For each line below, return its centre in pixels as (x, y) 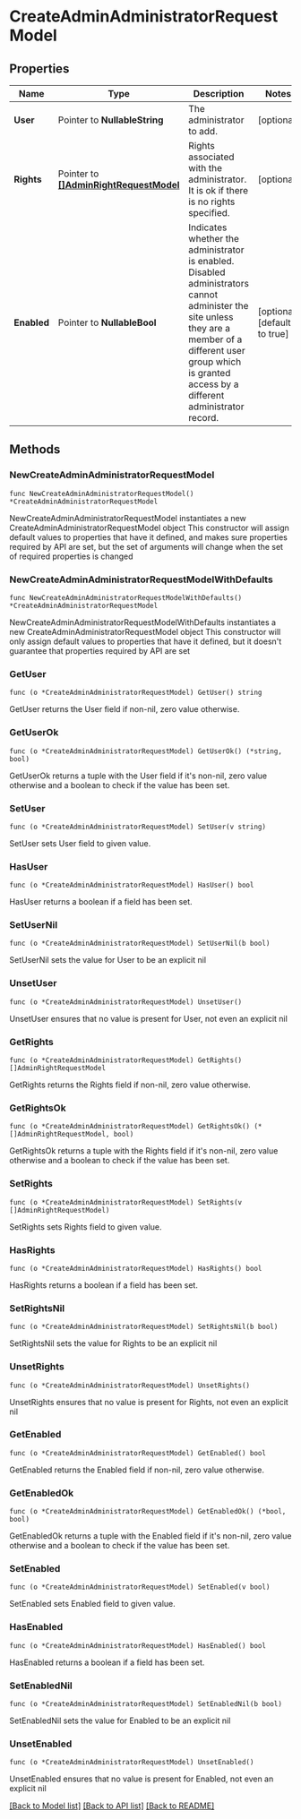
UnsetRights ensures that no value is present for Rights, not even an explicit (149, 1402)
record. (203, 418)
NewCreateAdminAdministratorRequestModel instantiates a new (128, 518)
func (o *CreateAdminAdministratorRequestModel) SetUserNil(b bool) (140, 944)
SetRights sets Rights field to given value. (86, 1227)
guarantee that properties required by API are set (100, 650)
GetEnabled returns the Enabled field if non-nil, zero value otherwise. (137, 1470)
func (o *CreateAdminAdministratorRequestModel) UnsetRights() (130, 1386)
